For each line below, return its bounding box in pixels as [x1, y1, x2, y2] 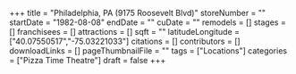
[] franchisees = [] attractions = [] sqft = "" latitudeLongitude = [9, 27, 240, 37]
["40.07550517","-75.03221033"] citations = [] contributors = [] [9, 36, 241, 46]
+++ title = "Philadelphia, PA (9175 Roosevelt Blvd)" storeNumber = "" [9, 8, 266, 18]
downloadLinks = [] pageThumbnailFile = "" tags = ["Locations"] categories [9, 45, 288, 56]
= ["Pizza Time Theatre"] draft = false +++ [9, 55, 166, 65]
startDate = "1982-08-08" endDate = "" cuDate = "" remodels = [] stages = [9, 17, 286, 28]
